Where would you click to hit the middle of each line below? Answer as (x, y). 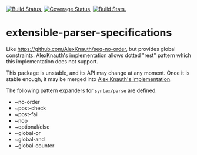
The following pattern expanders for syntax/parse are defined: (81, 90)
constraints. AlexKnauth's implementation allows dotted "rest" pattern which (98, 55)
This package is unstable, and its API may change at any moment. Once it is (98, 73)
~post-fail (26, 114)
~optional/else (32, 127)
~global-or (28, 133)
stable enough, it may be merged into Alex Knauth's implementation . (89, 79)
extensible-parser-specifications (89, 33)
